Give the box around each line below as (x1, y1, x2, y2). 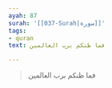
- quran (8, 34, 34, 42)
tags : (8, 26, 26, 34)
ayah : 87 (8, 11, 38, 20)
